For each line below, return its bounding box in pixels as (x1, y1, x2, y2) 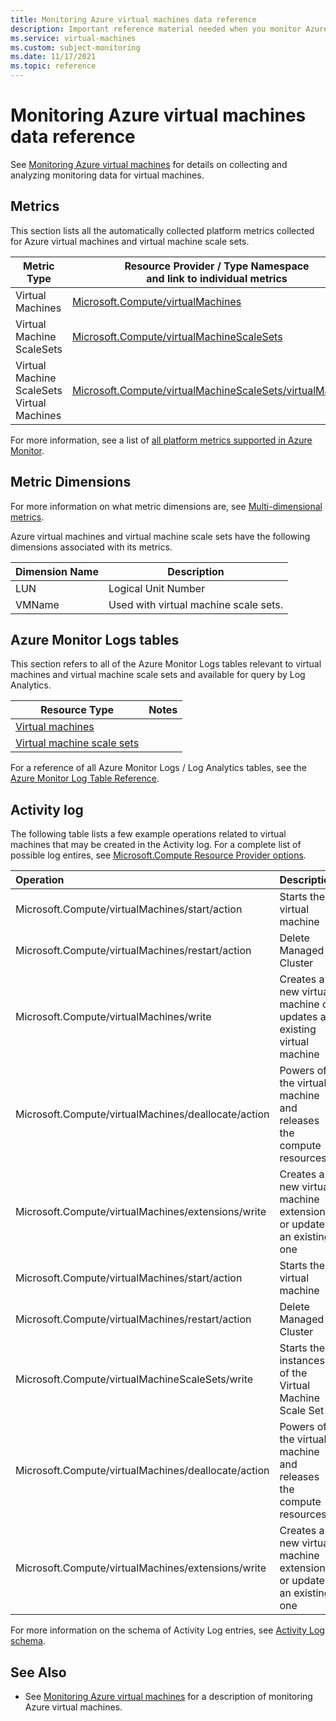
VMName (15, 597, 60, 611)
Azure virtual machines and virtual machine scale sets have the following (10, 530, 311, 542)
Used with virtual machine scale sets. (108, 597, 284, 611)
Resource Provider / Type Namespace (124, 259, 310, 273)
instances (279, 1354, 325, 1368)
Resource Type (40, 703, 114, 717)
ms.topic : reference (10, 61, 97, 71)
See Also (10, 1664, 67, 1681)
